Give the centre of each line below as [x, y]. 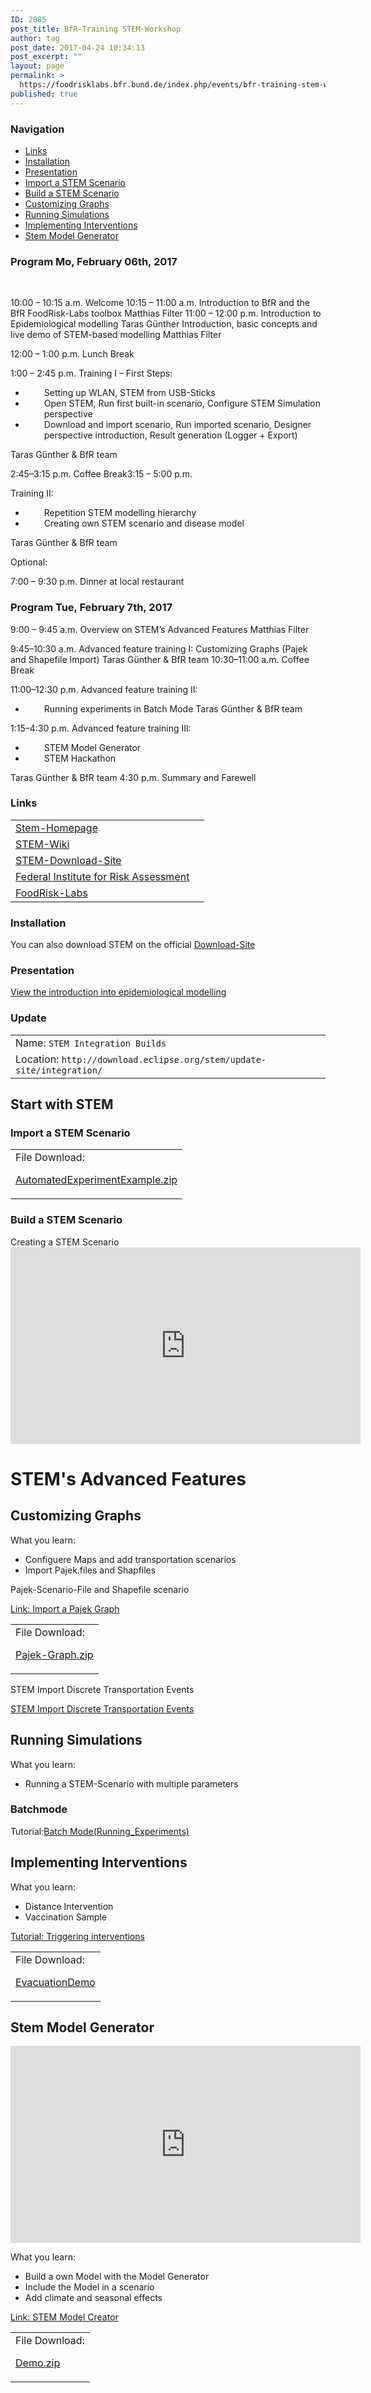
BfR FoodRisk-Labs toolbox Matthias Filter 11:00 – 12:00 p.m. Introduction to [166, 313]
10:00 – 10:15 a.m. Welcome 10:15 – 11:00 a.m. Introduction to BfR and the [160, 303]
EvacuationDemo [55, 1982]
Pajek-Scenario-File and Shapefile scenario [100, 1589]
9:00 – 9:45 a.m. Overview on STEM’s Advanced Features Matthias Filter [160, 629]
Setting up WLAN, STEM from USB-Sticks [129, 393]
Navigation [37, 129]
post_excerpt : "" [46, 57]
